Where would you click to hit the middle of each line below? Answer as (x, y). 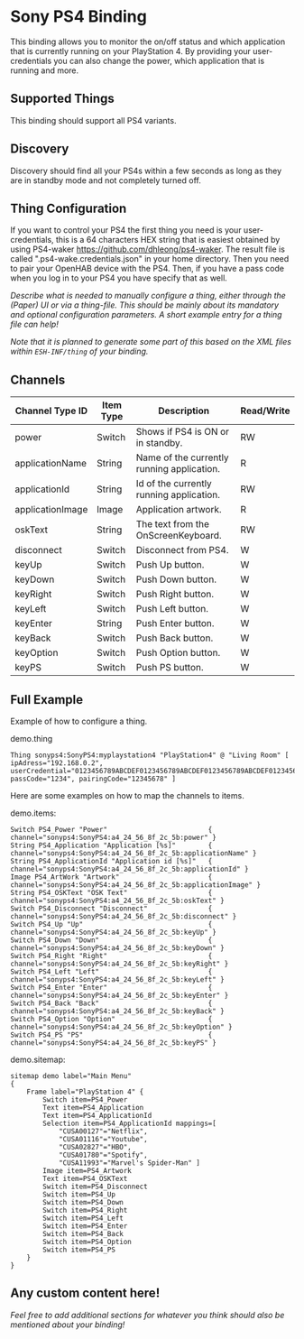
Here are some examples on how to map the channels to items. (127, 795)
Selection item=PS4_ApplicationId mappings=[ (130, 1123)
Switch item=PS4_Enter (85, 1226)
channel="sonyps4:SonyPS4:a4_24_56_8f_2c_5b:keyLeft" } (117, 980)
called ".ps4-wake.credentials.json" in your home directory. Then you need (150, 259)
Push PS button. (170, 668)
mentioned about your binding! (68, 1325)
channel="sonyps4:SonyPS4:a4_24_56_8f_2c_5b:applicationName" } (134, 854)
